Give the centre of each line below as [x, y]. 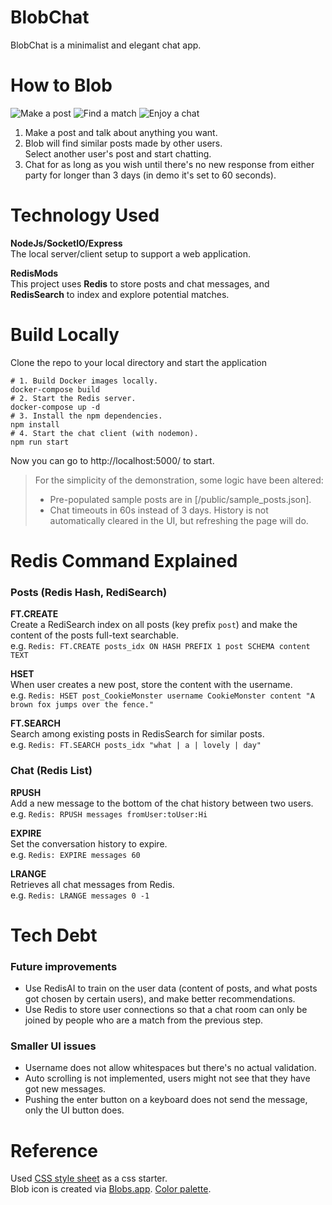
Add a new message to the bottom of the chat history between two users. [162, 803]
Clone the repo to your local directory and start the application [139, 362]
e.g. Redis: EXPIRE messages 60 [75, 854]
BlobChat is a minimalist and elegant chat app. [106, 45]
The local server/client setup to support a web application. [130, 253]
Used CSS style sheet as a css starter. [89, 1178]
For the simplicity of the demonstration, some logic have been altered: [179, 480]
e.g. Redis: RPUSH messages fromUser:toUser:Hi [109, 813]
